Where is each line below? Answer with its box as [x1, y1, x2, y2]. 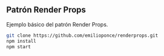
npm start [6, 43, 31, 50]
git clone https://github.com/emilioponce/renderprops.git [6, 33, 159, 39]
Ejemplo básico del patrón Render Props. [6, 20, 108, 28]
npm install [6, 38, 36, 44]
